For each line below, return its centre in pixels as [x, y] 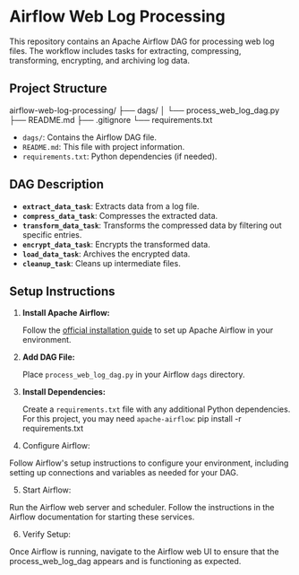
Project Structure [58, 88]
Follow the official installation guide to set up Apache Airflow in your [148, 330]
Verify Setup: [47, 535]
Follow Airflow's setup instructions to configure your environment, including [149, 463]
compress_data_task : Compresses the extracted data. [120, 215]
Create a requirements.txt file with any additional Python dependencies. [156, 409]
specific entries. [52, 234]
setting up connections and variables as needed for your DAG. [124, 473]
